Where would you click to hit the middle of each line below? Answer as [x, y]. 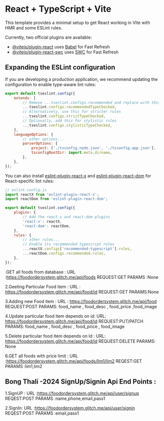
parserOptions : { [40, 144]
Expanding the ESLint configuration [60, 67]
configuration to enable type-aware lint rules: [51, 84]
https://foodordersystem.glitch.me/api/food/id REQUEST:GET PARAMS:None [82, 292]
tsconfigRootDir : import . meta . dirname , [72, 153]
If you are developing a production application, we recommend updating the [81, 79]
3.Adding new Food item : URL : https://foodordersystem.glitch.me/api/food [81, 301]
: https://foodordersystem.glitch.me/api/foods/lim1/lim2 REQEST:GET [74, 361]
